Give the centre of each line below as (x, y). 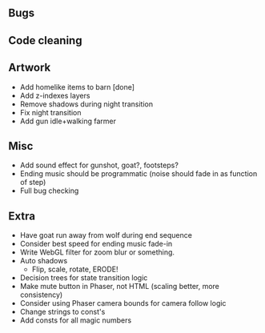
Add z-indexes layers (55, 95)
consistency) (41, 295)
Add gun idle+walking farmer (68, 121)
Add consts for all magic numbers (76, 320)
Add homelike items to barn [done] (77, 86)
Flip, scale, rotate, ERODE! (75, 269)
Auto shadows (44, 261)
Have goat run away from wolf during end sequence (106, 235)
